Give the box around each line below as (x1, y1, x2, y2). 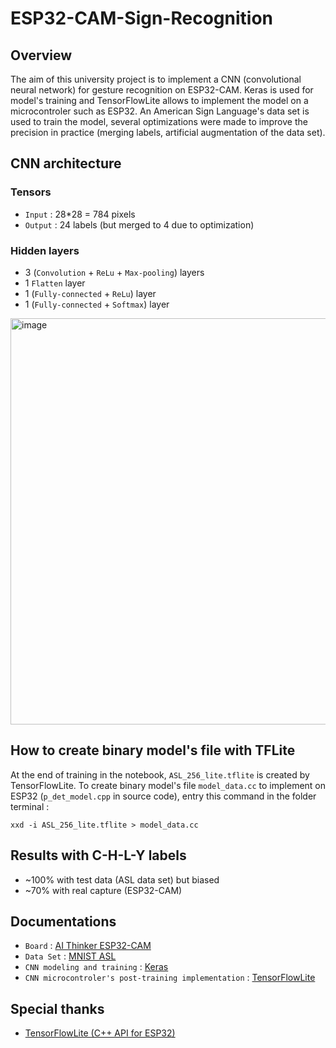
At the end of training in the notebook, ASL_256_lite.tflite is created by (10, 768, 310, 781)
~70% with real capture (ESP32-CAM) (24, 884, 183, 896)
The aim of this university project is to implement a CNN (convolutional (10, 73, 302, 85)
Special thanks (10, 1000, 105, 1017)
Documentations (10, 913, 117, 930)
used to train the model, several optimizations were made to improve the (10, 116, 308, 127)
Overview (10, 47, 73, 64)
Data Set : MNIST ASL (24, 950, 117, 962)
